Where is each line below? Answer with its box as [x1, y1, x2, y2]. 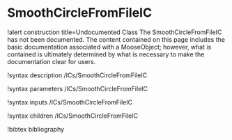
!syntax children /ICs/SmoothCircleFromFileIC [7, 111, 138, 120]
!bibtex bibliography [7, 125, 65, 133]
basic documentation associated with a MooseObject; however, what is [7, 42, 212, 51]
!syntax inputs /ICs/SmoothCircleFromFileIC [7, 98, 133, 106]
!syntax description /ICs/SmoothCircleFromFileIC [7, 71, 148, 79]
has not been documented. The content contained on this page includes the [7, 35, 225, 43]
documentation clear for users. [7, 57, 96, 65]
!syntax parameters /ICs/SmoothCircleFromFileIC [7, 84, 148, 93]
